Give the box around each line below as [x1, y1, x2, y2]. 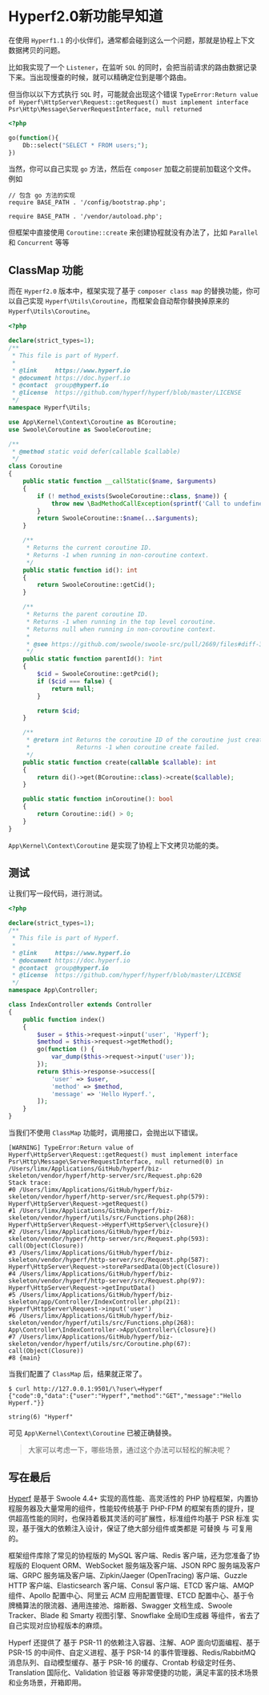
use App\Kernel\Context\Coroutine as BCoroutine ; [8, 418, 178, 426]
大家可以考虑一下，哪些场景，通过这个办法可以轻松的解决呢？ [27, 1445, 232, 1455]
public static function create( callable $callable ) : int [22, 758, 217, 766]
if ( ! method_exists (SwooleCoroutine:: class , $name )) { [37, 492, 227, 500]
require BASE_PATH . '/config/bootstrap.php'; [8, 199, 167, 207]
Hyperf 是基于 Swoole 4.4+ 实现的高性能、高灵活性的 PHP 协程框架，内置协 [8, 1493, 259, 1503]
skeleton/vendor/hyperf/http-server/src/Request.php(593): [8, 1235, 210, 1243]
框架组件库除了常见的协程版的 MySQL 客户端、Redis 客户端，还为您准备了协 [8, 1550, 260, 1560]
